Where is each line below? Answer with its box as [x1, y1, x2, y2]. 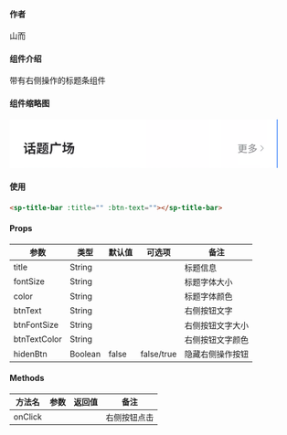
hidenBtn [13, 348, 48, 359]
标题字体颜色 [184, 291, 233, 302]
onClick [13, 411, 43, 422]
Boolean [69, 348, 101, 359]
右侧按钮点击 [105, 411, 154, 422]
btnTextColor [13, 334, 62, 345]
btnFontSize [13, 320, 59, 331]
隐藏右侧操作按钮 [184, 348, 250, 360]
